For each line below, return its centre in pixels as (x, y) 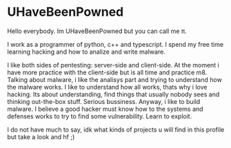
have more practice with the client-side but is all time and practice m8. (107, 72)
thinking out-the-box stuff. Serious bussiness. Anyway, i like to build (104, 101)
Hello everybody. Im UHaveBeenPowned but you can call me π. (97, 31)
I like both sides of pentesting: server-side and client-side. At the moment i (113, 65)
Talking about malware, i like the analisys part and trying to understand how (114, 79)
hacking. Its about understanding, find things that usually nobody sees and (113, 94)
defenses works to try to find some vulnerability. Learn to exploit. (100, 116)
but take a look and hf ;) (41, 137)
